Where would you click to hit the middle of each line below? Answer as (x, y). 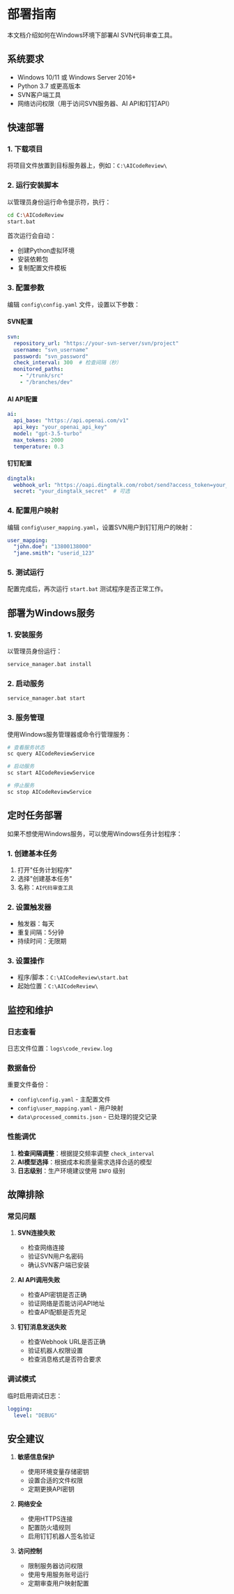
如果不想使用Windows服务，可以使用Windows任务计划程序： (95, 834)
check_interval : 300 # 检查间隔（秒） (68, 363)
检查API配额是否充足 (57, 1312)
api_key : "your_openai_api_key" (61, 427)
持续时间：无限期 (42, 941)
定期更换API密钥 (51, 1489)
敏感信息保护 (36, 1457)
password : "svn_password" (51, 356)
